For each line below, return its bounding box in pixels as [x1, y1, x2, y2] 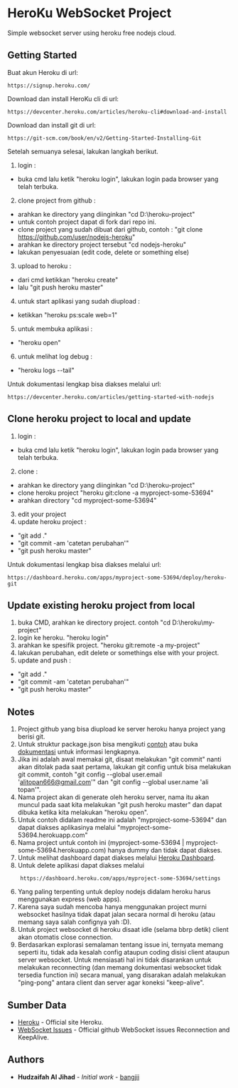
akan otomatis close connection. [17, 933, 114, 942]
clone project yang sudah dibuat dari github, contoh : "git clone [17, 225, 203, 233]
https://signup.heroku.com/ [7, 82, 91, 89]
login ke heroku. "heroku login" [17, 633, 109, 642]
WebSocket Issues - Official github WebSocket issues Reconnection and [17, 1025, 230, 1034]
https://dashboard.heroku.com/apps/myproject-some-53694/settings [20, 875, 221, 882]
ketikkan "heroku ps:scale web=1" [17, 310, 118, 319]
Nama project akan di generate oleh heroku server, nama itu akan [17, 793, 210, 801]
